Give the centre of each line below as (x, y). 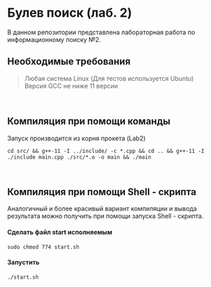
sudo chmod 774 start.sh (43, 247)
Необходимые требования (69, 62)
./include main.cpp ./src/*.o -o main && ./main (79, 157)
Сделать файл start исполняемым (60, 232)
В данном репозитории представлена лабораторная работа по (101, 32)
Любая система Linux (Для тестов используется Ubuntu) (109, 78)
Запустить (23, 263)
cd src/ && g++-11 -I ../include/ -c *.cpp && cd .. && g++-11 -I (106, 151)
